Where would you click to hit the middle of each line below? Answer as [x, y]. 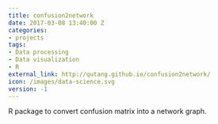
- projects [26, 38]
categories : [28, 30]
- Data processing [38, 52]
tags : [17, 45]
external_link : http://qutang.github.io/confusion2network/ [110, 74]
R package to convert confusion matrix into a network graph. [108, 111]
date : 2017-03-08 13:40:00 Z [56, 23]
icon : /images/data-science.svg [61, 81]
